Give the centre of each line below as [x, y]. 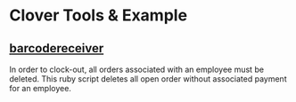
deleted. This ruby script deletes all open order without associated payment [148, 79]
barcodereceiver [57, 48]
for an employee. [40, 88]
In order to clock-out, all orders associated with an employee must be [137, 69]
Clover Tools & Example [99, 16]
